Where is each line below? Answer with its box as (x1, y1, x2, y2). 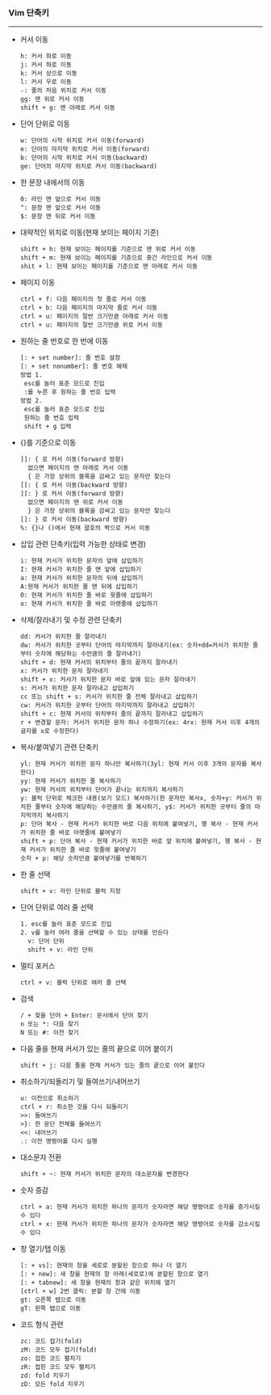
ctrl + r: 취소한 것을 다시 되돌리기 (19, 1103, 129, 1111)
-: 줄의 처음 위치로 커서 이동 (19, 86, 107, 95)
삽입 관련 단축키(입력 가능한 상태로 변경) (19, 539, 147, 549)
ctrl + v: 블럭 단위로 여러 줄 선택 (19, 979, 127, 987)
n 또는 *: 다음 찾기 (19, 1020, 79, 1028)
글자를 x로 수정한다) (19, 727, 79, 735)
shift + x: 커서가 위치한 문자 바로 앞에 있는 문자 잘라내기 (19, 676, 196, 684)
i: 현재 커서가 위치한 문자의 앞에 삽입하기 (19, 557, 144, 565)
